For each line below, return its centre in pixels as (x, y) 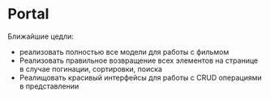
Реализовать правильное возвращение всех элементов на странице (139, 60)
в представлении (49, 86)
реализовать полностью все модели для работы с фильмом (124, 52)
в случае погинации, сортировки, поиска (91, 68)
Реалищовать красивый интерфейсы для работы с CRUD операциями (140, 77)
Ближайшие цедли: (41, 36)
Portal (28, 14)
